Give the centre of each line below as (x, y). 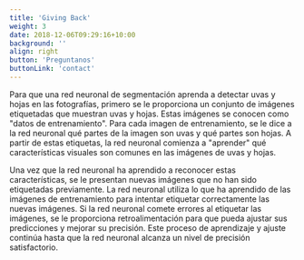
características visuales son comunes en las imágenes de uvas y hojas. (143, 152)
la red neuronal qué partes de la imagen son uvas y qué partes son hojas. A (151, 133)
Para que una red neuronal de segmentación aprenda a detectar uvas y (142, 94)
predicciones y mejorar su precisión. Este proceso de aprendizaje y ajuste (148, 227)
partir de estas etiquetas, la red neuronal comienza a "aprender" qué (138, 143)
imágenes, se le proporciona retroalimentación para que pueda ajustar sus (148, 218)
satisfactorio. (34, 247)
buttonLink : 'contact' (52, 69)
